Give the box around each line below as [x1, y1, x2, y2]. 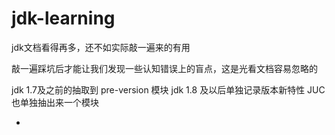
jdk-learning [11, 7, 116, 30]
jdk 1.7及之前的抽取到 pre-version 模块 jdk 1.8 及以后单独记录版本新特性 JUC [11, 83, 326, 96]
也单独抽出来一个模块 [11, 96, 99, 108]
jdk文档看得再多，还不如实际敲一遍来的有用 [11, 41, 191, 53]
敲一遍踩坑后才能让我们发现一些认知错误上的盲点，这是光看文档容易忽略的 [11, 62, 318, 74]
